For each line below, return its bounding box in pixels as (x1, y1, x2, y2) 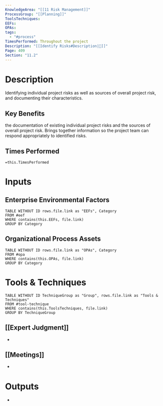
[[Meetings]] (5, 351, 44, 359)
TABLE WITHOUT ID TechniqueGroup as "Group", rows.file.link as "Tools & (5, 293, 159, 298)
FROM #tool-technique (5, 302, 49, 307)
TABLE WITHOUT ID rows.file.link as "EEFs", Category (5, 209, 117, 214)
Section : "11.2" (5, 52, 38, 58)
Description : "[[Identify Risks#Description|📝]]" (5, 44, 108, 48)
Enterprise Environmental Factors (5, 195, 110, 204)
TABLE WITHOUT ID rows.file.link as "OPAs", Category (5, 248, 117, 253)
